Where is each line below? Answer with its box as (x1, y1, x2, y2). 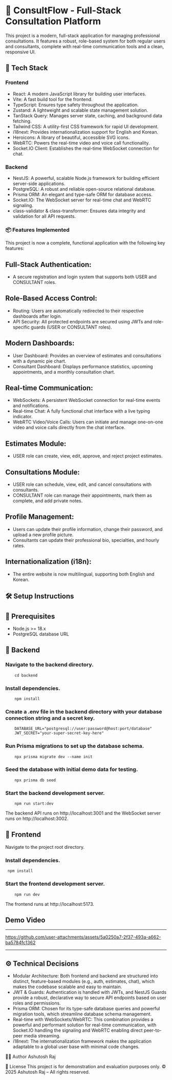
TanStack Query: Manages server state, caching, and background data (12, 112, 162, 118)
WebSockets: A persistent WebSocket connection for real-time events (12, 397, 160, 403)
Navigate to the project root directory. (5, 844, 85, 850)
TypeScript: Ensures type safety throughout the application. (12, 101, 139, 108)
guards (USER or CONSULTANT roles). (30, 324, 112, 330)
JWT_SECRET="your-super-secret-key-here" (14, 730, 104, 736)
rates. (12, 542, 25, 548)
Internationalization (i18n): (5, 557, 92, 566)
